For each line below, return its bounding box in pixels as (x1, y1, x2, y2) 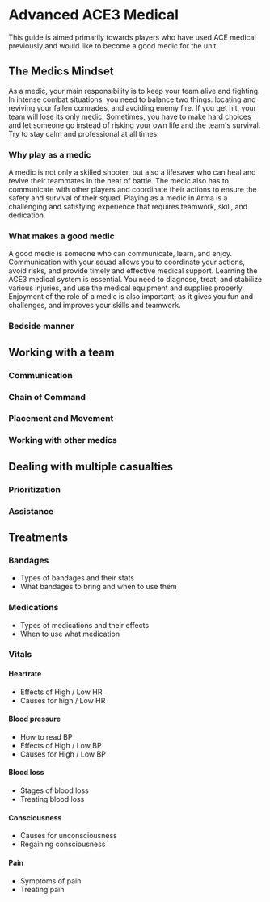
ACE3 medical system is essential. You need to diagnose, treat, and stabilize (8, 275, 263, 285)
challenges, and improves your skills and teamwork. (8, 301, 181, 310)
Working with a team (8, 345, 115, 359)
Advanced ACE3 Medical (8, 6, 179, 24)
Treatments (8, 530, 69, 544)
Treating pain (19, 884, 65, 894)
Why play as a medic (8, 149, 91, 160)
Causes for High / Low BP (19, 749, 107, 759)
